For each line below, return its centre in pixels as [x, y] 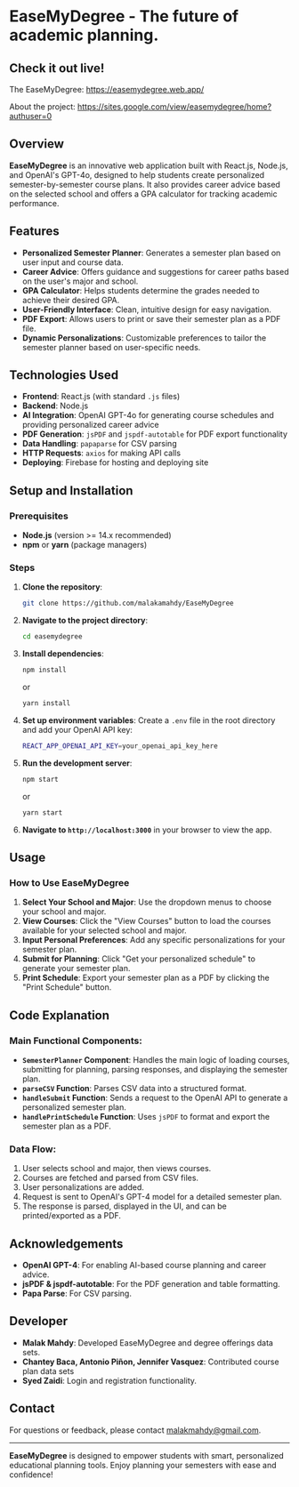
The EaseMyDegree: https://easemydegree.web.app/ [107, 89]
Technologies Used [64, 375]
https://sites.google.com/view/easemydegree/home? [174, 107]
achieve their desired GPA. [71, 300]
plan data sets [48, 1370]
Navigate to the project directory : [85, 621]
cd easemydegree [52, 637]
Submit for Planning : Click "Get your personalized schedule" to [139, 959]
